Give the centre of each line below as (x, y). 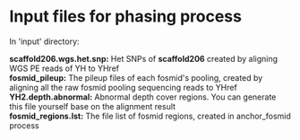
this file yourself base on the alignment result (93, 106)
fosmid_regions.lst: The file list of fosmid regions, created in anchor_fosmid (150, 116)
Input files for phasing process (125, 17)
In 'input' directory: (44, 41)
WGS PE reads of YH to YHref (64, 68)
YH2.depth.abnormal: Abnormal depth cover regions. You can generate (143, 97)
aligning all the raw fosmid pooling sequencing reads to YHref (123, 87)
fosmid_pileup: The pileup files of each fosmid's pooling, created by (136, 77)
